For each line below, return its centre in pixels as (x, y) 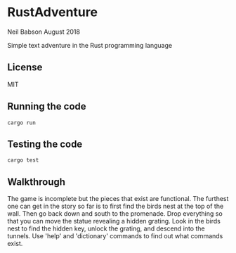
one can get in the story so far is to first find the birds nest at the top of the (116, 206)
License (25, 67)
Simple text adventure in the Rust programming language (90, 45)
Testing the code (45, 144)
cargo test (23, 160)
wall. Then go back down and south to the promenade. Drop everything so (115, 214)
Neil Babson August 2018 (44, 32)
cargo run (22, 123)
